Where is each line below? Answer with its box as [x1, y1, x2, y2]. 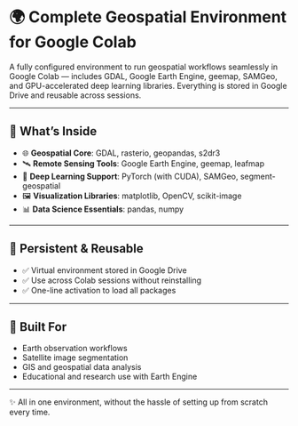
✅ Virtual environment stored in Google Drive [21, 264, 188, 276]
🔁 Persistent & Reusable [9, 241, 144, 256]
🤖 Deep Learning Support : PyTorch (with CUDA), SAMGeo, [21, 171, 239, 181]
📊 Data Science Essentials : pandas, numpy [21, 204, 184, 214]
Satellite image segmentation [21, 352, 129, 363]
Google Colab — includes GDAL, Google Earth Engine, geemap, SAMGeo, [9, 70, 278, 81]
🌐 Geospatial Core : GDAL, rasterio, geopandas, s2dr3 [21, 148, 221, 158]
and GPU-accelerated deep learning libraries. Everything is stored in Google [9, 80, 287, 91]
